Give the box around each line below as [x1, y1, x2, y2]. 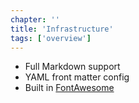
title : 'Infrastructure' [10, 24, 114, 34]
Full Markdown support [24, 61, 121, 73]
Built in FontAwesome [24, 82, 115, 94]
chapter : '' [10, 14, 60, 25]
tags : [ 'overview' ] [10, 33, 92, 43]
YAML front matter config [24, 71, 130, 83]
